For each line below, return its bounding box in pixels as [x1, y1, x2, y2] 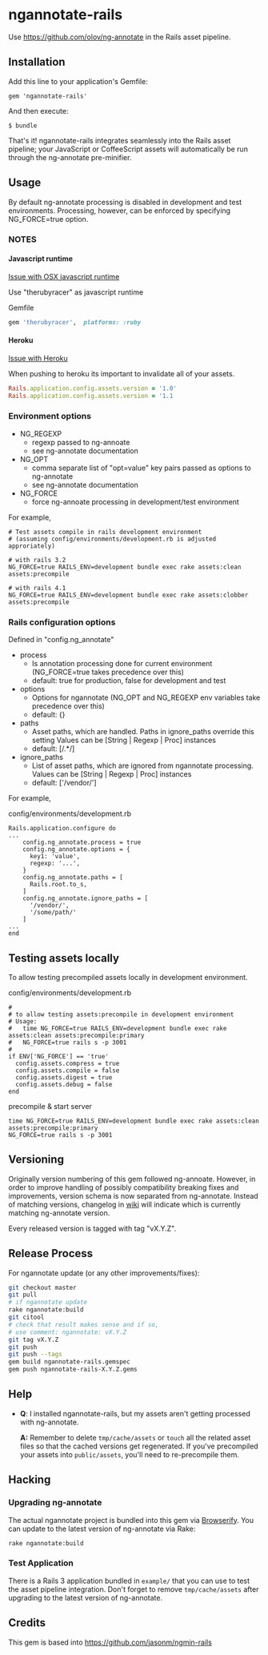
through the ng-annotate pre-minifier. [8, 152, 132, 162]
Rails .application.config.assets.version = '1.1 [8, 392, 174, 400]
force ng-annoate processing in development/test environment [31, 496, 240, 506]
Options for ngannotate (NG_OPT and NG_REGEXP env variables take [31, 693, 261, 702]
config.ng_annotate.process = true [22, 838, 142, 846]
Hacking [8, 1473, 51, 1487]
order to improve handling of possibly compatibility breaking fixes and [8, 1183, 239, 1192]
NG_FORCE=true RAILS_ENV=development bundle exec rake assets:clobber [8, 591, 249, 599]
